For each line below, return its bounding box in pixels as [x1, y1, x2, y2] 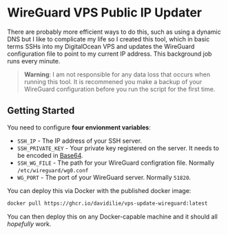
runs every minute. [7, 57, 61, 65]
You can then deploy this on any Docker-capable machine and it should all [7, 212, 218, 221]
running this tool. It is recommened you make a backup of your [23, 77, 203, 85]
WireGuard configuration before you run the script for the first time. [23, 85, 216, 93]
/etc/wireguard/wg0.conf [17, 167, 89, 174]
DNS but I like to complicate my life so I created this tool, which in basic [7, 34, 210, 43]
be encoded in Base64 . [17, 151, 84, 159]
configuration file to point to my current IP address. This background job [7, 50, 212, 58]
